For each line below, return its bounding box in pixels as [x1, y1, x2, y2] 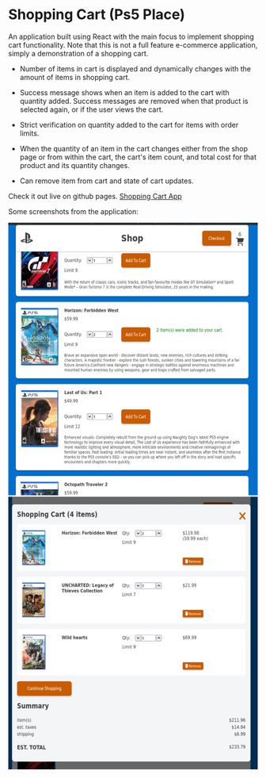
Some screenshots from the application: [8, 206, 139, 216]
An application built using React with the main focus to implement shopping [8, 32, 255, 41]
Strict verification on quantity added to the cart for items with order [19, 120, 239, 129]
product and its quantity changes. [19, 160, 131, 170]
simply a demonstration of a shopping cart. [8, 48, 149, 58]
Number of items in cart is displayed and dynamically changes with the [19, 63, 252, 73]
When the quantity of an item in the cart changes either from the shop [19, 144, 248, 153]
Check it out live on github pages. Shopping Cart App [8, 191, 182, 201]
